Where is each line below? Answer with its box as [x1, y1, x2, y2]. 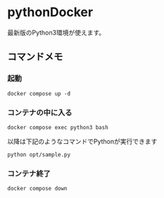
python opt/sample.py [7, 151, 71, 158]
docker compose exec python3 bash [7, 124, 109, 131]
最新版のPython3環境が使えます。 [7, 28, 106, 37]
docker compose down [7, 185, 68, 192]
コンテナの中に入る [7, 107, 72, 117]
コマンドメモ [7, 51, 63, 63]
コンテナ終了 [7, 169, 51, 178]
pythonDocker [7, 4, 94, 20]
